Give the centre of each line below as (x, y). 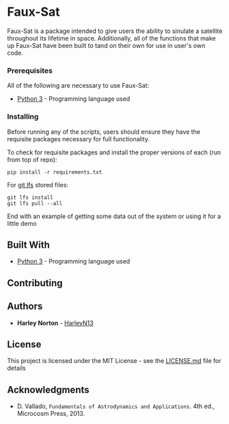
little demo (22, 223)
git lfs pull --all (35, 203)
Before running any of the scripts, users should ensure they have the (104, 132)
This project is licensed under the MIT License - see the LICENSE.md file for (114, 361)
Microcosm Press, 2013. (51, 414)
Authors (25, 306)
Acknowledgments (49, 389)
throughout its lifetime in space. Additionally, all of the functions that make (111, 38)
